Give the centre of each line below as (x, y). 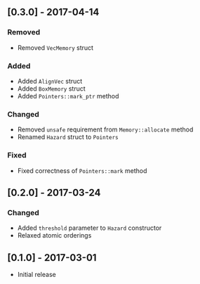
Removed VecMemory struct (55, 47)
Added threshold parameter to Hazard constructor (89, 228)
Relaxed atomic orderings (54, 235)
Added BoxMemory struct (51, 89)
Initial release (36, 275)
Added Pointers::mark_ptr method (68, 96)
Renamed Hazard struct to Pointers (68, 137)
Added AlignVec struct (50, 81)
